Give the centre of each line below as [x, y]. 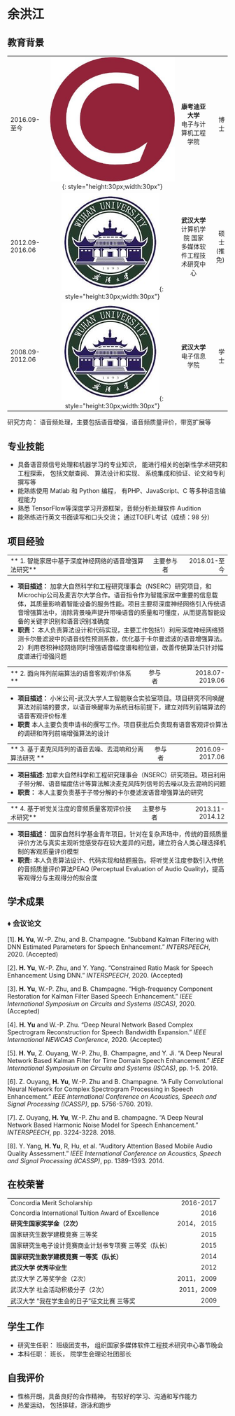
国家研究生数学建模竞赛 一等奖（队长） [66, 1256]
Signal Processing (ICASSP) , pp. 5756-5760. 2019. [80, 1104]
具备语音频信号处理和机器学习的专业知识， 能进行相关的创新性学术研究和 [122, 465]
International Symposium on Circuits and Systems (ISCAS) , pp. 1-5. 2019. [113, 1068]
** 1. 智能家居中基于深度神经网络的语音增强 [74, 560]
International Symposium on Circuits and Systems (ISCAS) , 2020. [102, 1004]
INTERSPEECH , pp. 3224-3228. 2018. [62, 1132]
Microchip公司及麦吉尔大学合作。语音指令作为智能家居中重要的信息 [114, 595]
